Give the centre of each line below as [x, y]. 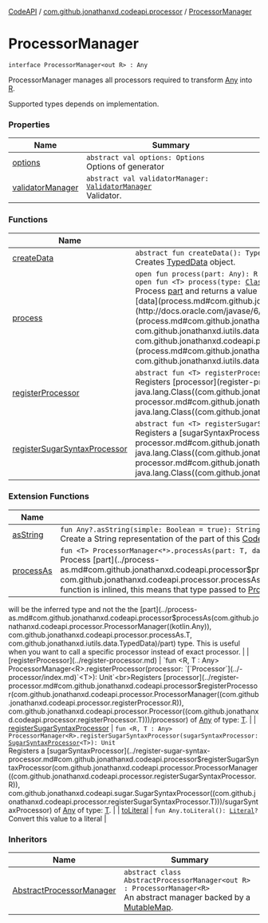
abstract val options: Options [146, 158]
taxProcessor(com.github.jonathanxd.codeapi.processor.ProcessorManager [133, 767]
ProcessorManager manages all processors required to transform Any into [130, 80]
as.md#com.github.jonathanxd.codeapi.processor [90, 618]
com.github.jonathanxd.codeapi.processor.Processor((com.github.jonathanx [134, 711]
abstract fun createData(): [188, 253]
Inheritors [28, 839]
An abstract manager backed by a [187, 897]
